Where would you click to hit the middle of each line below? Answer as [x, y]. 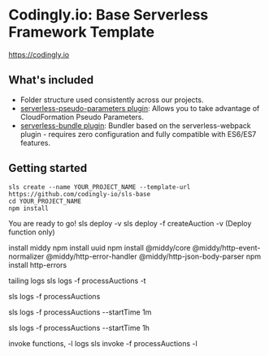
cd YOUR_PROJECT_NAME [45, 201]
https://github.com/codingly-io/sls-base [80, 194]
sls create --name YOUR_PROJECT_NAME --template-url [100, 187]
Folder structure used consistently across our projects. [112, 100]
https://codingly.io [39, 54]
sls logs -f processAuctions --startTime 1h [79, 328]
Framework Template [82, 32]
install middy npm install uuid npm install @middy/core [100, 247]
